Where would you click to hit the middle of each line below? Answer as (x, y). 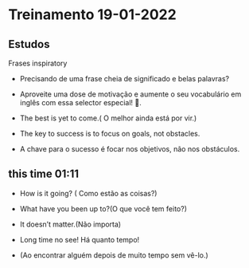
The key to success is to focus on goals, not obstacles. (110, 134)
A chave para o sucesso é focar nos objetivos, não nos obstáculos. (130, 149)
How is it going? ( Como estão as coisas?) (88, 193)
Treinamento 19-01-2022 (92, 15)
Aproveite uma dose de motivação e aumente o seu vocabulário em (130, 94)
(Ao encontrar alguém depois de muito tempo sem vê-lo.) (114, 255)
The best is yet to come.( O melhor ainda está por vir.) (108, 118)
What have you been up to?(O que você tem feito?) (103, 208)
